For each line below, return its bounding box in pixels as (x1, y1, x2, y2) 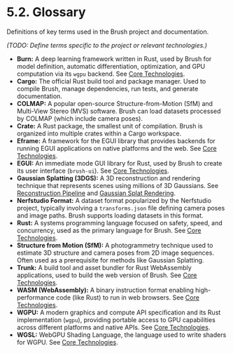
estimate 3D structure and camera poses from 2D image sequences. (16, 248, 215, 257)
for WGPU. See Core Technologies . (16, 338, 118, 346)
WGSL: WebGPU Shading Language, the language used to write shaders (16, 331, 227, 339)
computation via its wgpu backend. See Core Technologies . (16, 69, 185, 78)
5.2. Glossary (6, 4, 86, 20)
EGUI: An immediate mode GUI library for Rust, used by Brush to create (16, 159, 223, 167)
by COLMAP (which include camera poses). (16, 114, 143, 123)
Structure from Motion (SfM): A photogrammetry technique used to (16, 241, 213, 249)
